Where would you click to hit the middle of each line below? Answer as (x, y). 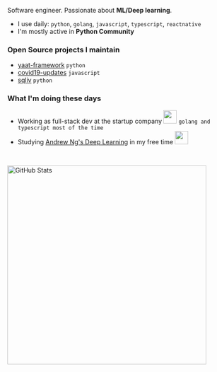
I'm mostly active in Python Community (76, 31)
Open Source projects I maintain (64, 50)
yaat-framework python (52, 65)
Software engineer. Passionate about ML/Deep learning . (90, 10)
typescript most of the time (60, 128)
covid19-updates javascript (59, 73)
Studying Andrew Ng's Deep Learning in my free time (95, 141)
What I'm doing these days (54, 98)
